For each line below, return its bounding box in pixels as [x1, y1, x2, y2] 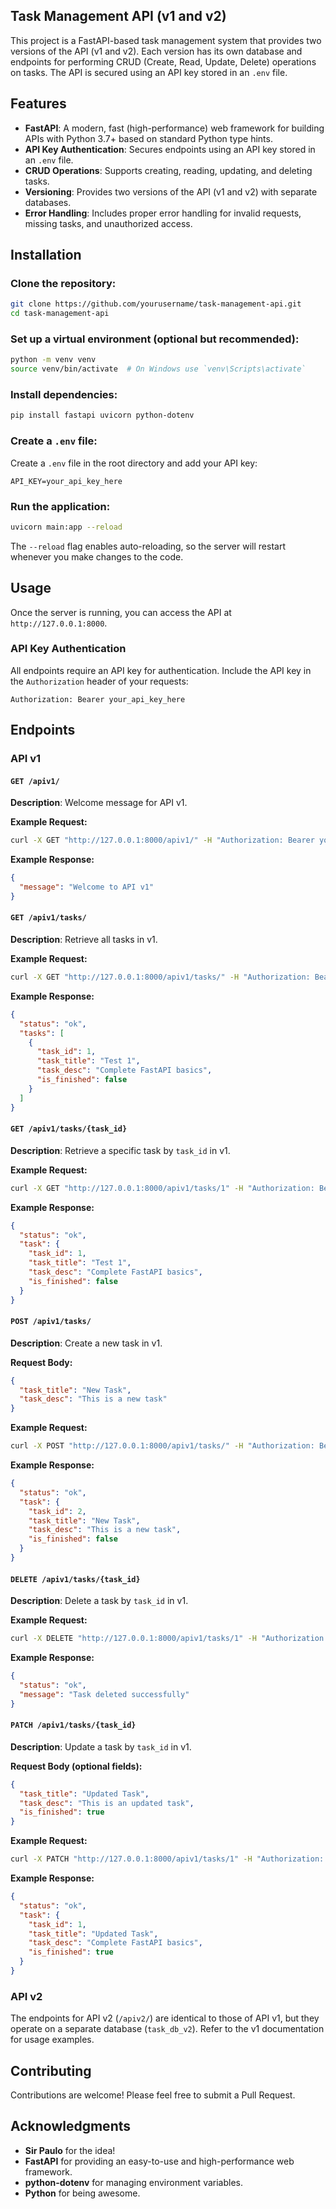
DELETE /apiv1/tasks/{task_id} [10, 1574, 141, 1584]
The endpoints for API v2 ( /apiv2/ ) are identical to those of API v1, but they [10, 2012, 320, 2024]
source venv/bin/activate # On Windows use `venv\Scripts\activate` [10, 364, 307, 374]
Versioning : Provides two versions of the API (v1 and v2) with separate [24, 185, 318, 198]
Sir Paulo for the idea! [24, 2144, 116, 2156]
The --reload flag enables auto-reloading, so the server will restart [10, 540, 286, 552]
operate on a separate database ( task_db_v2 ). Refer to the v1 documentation [10, 2023, 325, 2035]
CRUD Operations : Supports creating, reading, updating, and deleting [24, 164, 313, 176]
